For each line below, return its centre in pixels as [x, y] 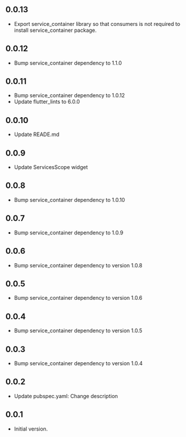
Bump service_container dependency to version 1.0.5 [78, 331]
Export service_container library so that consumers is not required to [97, 24]
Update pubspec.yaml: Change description [66, 396]
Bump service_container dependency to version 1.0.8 [78, 265]
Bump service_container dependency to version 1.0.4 [78, 363]
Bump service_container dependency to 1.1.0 [68, 63]
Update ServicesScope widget [51, 167]
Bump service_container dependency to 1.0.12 [70, 95]
